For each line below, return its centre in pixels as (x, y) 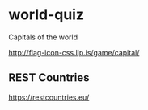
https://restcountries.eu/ (49, 97)
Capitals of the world (43, 37)
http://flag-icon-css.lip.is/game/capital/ (74, 52)
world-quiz (47, 15)
